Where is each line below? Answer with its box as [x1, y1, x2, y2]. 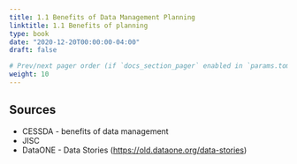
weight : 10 [9, 70, 49, 79]
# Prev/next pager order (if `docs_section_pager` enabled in [9, 62, 243, 71]
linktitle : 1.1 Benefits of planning [9, 21, 148, 30]
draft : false [9, 46, 57, 55]
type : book [9, 29, 49, 38]
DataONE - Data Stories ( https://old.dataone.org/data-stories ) [21, 145, 247, 155]
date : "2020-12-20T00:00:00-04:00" [9, 37, 141, 47]
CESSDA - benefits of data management [21, 125, 170, 137]
